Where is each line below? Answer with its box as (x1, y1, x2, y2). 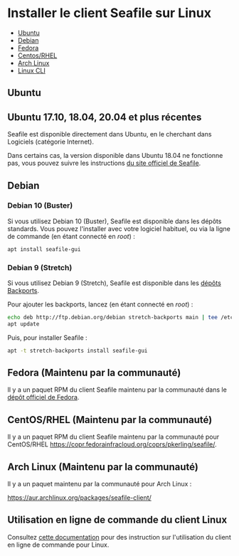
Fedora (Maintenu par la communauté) (7, 367, 181, 379)
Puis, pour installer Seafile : (7, 333, 87, 342)
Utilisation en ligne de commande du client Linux (7, 514, 228, 526)
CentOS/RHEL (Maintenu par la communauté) (7, 414, 213, 426)
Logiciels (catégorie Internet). (7, 137, 95, 146)
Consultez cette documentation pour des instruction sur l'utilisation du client (7, 533, 231, 541)
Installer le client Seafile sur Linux (7, 5, 212, 21)
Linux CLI (17, 66, 46, 75)
